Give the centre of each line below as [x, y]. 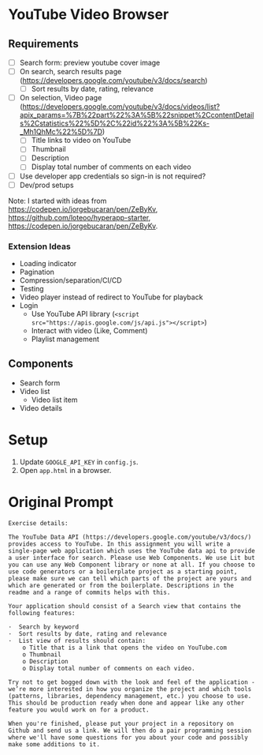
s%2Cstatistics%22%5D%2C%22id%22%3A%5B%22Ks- [115, 123]
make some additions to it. [54, 744]
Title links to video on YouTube [81, 141]
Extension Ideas [39, 246]
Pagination [37, 272]
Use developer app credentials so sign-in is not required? [113, 176]
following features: [42, 613]
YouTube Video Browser [89, 15]
